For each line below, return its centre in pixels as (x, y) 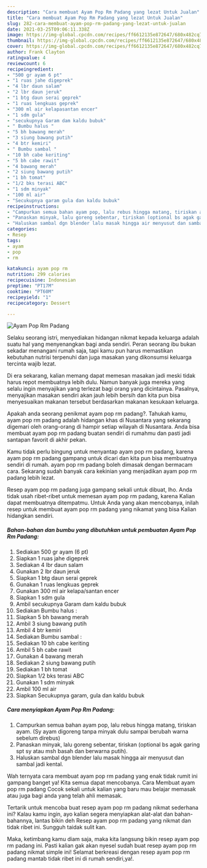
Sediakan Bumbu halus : (46, 611)
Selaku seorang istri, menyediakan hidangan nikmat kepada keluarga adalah (103, 338)
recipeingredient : (30, 69)
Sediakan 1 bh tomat (41, 670)
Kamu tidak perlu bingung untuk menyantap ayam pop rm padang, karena (100, 452)
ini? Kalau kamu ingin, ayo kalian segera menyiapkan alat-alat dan (90, 814)
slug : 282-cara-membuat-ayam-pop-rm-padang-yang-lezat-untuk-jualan (96, 23)
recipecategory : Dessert (39, 303)
